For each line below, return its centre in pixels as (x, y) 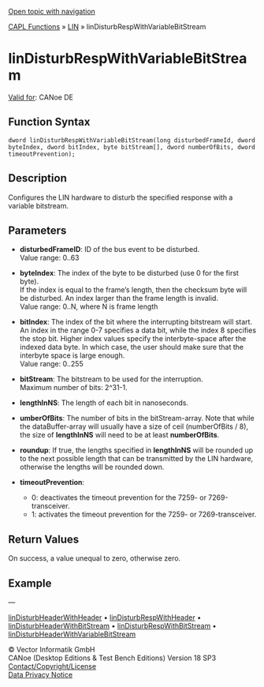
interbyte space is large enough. (72, 355)
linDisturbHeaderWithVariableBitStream (72, 634)
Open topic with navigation (52, 11)
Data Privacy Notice (41, 675)
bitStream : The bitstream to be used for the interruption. (111, 379)
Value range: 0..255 (52, 364)
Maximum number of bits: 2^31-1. (73, 388)
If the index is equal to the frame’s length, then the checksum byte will (133, 290)
